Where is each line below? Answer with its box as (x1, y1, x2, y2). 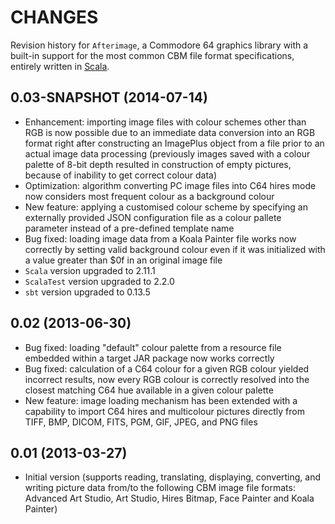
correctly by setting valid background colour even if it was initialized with (24, 243, 326, 255)
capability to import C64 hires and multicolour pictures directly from (24, 405, 305, 417)
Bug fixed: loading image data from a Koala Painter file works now (24, 232, 297, 245)
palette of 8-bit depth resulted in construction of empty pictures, (24, 158, 292, 170)
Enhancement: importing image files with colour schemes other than (24, 116, 307, 128)
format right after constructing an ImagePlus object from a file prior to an (24, 137, 325, 149)
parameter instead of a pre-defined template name (24, 222, 235, 234)
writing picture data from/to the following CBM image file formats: (24, 482, 296, 494)
